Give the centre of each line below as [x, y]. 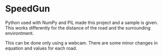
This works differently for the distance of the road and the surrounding [78, 27]
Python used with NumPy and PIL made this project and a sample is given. [82, 22]
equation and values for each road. [41, 48]
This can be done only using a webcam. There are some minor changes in [81, 42]
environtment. [19, 33]
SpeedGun [27, 9]
